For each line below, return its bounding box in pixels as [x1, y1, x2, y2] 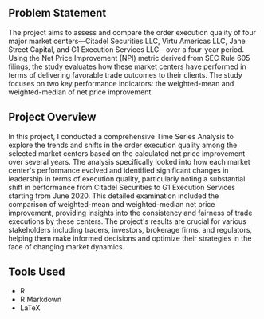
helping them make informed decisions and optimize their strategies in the [8, 233, 252, 243]
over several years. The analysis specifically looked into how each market [8, 157, 251, 166]
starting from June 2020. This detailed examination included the [8, 191, 219, 201]
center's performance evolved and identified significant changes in [8, 165, 229, 175]
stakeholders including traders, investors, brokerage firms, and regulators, [8, 225, 253, 234]
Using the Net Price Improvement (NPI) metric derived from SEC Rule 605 [8, 53, 250, 62]
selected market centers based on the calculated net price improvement [8, 148, 246, 158]
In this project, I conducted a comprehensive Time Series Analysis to [8, 131, 234, 141]
